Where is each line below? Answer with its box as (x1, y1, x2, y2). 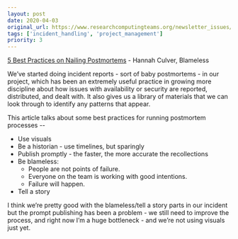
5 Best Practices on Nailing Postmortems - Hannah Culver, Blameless (7, 56, 210, 64)
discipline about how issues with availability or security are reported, (7, 85, 208, 93)
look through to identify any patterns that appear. (7, 100, 151, 108)
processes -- (7, 121, 46, 129)
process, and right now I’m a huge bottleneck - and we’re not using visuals (7, 216, 225, 225)
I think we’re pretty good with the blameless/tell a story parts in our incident (7, 201, 228, 209)
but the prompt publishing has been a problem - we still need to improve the (7, 209, 229, 217)
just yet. (7, 223, 30, 232)
